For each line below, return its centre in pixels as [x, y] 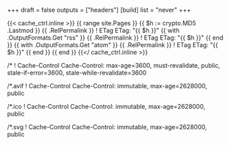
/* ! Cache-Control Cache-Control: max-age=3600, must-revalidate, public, [114, 65]
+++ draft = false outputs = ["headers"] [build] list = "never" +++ [99, 10]
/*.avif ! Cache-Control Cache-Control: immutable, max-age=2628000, [107, 86]
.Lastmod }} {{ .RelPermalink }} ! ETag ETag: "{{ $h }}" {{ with [93, 30]
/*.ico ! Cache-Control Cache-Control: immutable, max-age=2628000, [106, 106]
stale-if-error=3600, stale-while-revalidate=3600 [77, 72]
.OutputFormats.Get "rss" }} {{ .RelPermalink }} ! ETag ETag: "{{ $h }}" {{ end [115, 38]
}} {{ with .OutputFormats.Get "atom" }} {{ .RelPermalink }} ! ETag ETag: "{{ [113, 45]
